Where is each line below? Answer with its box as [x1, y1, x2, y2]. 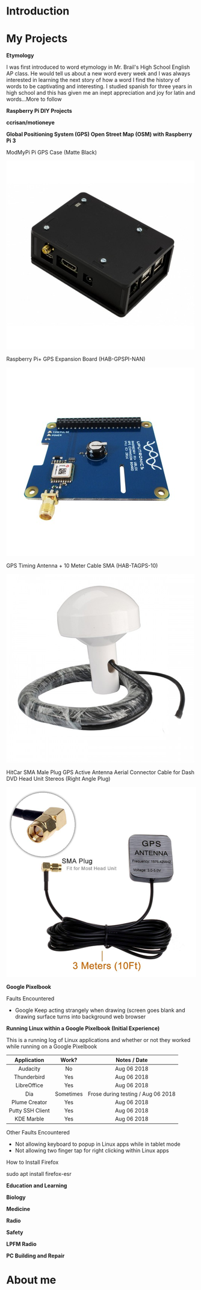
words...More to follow [6, 95, 62, 103]
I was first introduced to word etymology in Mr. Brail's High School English [6, 63, 190, 71]
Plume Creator [11, 1098, 48, 1105]
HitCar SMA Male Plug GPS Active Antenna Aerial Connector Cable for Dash [6, 769, 194, 776]
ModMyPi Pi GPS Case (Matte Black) [6, 149, 97, 156]
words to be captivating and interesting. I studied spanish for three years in [6, 83, 193, 90]
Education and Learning [6, 1181, 67, 1189]
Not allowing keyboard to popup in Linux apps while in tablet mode [14, 1140, 181, 1148]
